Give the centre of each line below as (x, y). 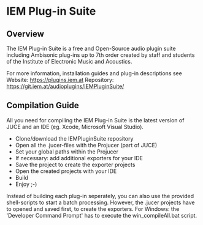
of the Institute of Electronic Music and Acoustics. (69, 61)
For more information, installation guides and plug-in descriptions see (94, 73)
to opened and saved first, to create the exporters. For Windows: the (93, 208)
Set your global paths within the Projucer (67, 152)
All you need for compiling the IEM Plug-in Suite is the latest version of (95, 120)
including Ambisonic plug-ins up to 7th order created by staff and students (101, 55)
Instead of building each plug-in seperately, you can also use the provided (100, 196)
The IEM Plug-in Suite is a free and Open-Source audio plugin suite (91, 48)
